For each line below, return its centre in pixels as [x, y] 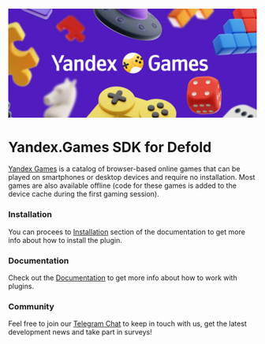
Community [31, 306]
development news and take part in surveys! [80, 332]
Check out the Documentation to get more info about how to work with [123, 278]
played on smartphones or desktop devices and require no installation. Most [132, 178]
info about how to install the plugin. [65, 240]
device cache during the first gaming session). [84, 194]
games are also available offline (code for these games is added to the [122, 185]
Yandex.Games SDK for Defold [110, 147]
